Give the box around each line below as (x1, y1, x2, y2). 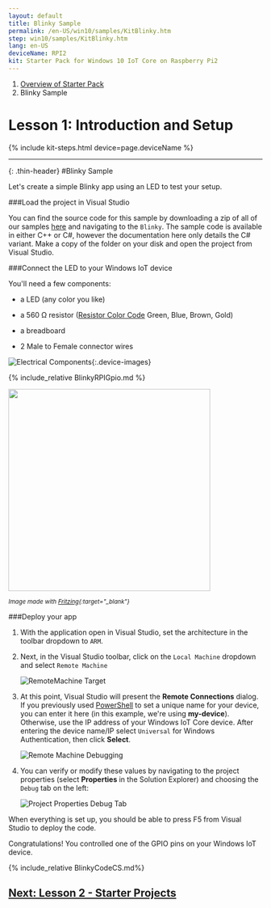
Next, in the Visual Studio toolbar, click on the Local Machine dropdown (19, 652, 256, 661)
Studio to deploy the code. (8, 822, 97, 833)
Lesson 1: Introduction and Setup (8, 116, 234, 134)
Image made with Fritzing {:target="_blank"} (8, 598, 131, 606)
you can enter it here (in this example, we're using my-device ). (19, 708, 230, 718)
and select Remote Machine (19, 660, 108, 669)
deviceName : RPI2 (8, 49, 67, 57)
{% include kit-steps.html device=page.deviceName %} (8, 142, 194, 152)
